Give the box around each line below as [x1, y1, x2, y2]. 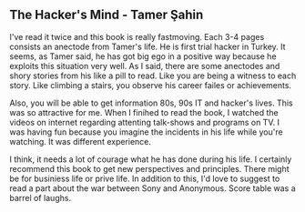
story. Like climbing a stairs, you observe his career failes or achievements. [9, 79, 292, 90]
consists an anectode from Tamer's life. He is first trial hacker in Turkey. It [9, 41, 286, 52]
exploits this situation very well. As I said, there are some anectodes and [9, 60, 280, 71]
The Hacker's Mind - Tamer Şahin [9, 7, 204, 23]
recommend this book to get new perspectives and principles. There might [9, 163, 290, 174]
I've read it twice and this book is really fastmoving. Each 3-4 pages [9, 31, 265, 42]
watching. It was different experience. [9, 136, 152, 146]
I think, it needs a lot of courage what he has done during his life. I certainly [9, 154, 292, 165]
